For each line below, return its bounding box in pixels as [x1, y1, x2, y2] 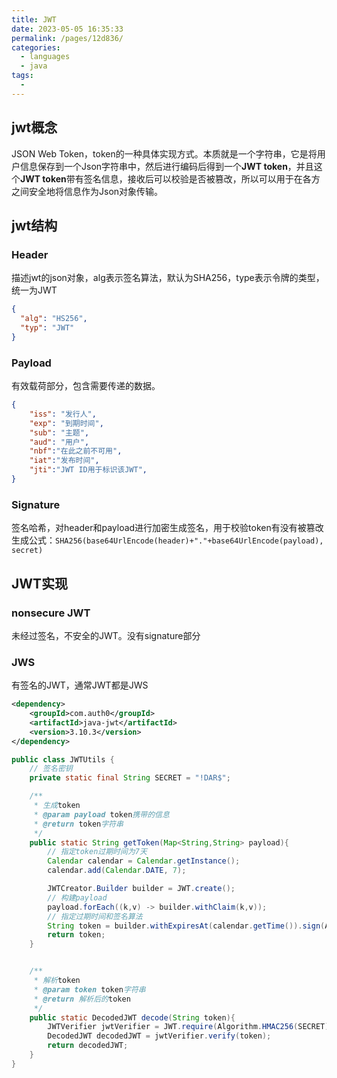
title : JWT [11, 14, 57, 25]
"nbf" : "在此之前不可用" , [29, 446, 123, 456]
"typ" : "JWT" [20, 323, 75, 333]
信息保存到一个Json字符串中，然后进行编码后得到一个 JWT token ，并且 [19, 160, 314, 172]
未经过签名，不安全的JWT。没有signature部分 [11, 629, 201, 641]
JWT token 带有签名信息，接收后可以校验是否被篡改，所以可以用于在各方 [20, 172, 321, 185]
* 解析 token [33, 976, 81, 986]
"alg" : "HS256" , [20, 314, 88, 324]
